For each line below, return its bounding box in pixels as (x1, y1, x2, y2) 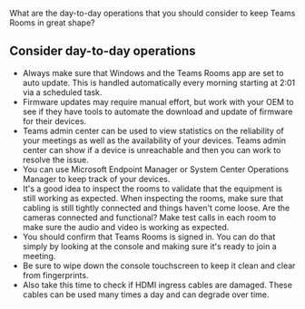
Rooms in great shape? (9, 17, 95, 28)
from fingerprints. (22, 269, 89, 280)
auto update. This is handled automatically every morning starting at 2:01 (22, 77, 296, 88)
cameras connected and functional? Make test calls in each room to (22, 212, 277, 223)
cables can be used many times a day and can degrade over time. (22, 289, 270, 300)
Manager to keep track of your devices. (22, 173, 171, 184)
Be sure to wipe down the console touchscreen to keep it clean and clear (22, 260, 296, 271)
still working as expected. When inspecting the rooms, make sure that (22, 192, 284, 203)
